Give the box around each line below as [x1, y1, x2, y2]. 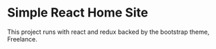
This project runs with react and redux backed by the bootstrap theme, [7, 28, 210, 36]
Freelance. [7, 35, 38, 43]
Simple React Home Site [7, 5, 149, 21]
